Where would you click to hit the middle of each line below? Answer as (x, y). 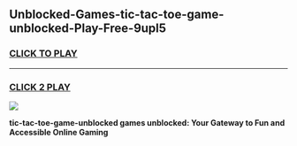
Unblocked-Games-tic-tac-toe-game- (117, 15)
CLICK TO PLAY (43, 54)
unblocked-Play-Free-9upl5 (88, 29)
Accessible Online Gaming (59, 132)
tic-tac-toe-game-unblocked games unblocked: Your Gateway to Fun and (147, 122)
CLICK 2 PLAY (40, 87)
